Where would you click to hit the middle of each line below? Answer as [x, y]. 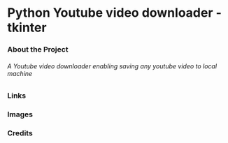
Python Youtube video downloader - [115, 13]
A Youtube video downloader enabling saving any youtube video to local [112, 66]
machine [20, 73]
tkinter [27, 28]
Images [20, 114]
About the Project [38, 50]
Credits [20, 133]
